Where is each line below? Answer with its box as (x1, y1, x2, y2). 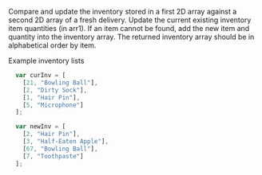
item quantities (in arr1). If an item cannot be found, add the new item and (8, 24, 250, 33)
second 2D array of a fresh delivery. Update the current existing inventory (8, 15, 252, 25)
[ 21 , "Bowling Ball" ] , (22, 79, 98, 87)
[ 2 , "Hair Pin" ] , (22, 130, 81, 138)
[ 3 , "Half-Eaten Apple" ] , (22, 138, 109, 146)
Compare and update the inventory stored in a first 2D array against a (8, 7, 237, 16)
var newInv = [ (15, 122, 66, 130)
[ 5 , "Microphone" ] (22, 101, 84, 109)
